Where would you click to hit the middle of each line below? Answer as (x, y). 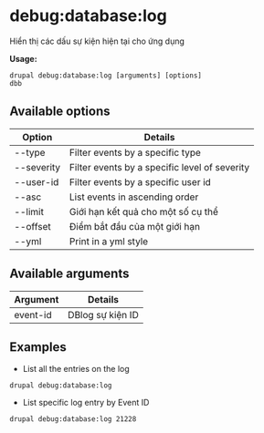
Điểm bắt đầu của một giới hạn (135, 226)
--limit (29, 211)
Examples (38, 347)
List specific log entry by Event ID (86, 403)
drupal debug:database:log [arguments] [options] (106, 75)
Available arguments (69, 274)
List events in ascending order (134, 197)
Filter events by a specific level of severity (159, 167)
